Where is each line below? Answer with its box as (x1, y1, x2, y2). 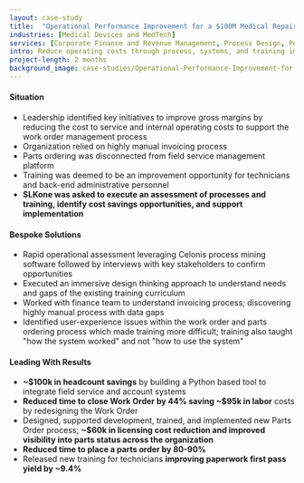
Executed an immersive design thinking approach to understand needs (22, 278, 287, 289)
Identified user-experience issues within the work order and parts (22, 316, 268, 327)
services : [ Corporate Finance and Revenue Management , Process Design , (9, 38, 285, 48)
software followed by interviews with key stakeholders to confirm (22, 259, 266, 270)
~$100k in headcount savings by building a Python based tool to (22, 377, 267, 388)
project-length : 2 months (9, 55, 107, 64)
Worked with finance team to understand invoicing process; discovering (22, 297, 291, 308)
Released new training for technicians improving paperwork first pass (22, 454, 287, 465)
